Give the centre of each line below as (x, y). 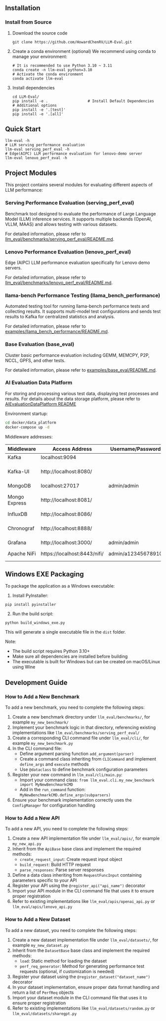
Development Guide (36, 682)
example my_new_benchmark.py (42, 743)
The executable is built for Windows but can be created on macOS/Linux (86, 662)
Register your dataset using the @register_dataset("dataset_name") (81, 977)
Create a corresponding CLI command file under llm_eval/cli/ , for (81, 738)
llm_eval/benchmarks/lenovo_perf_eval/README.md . (59, 282)
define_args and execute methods (54, 764)
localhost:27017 (60, 485)
